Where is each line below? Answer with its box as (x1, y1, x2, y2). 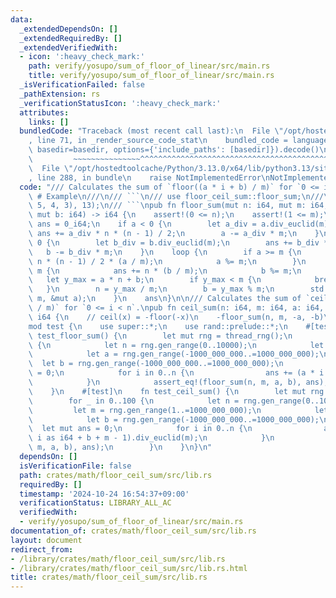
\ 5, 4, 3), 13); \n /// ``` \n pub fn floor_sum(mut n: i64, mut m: (28, 201, 307, 211)
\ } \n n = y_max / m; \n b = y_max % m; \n (28, 284, 275, 295)
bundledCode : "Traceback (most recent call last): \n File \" (19, 126, 284, 136)
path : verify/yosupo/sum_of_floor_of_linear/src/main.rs (28, 61, 271, 71)
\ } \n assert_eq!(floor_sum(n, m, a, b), (28, 377, 302, 387)
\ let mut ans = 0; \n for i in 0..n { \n (28, 424, 253, 434)
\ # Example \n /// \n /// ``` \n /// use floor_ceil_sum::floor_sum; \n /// (28, 191, 325, 201)
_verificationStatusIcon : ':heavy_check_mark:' (19, 98, 222, 108)
